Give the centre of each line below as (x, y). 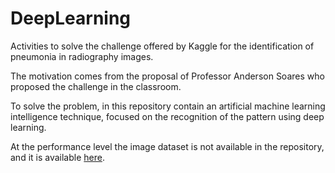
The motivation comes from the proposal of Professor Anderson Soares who (167, 76)
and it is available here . (57, 157)
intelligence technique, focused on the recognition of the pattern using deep (167, 116)
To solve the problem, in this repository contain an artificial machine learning (168, 106)
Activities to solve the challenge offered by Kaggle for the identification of (162, 46)
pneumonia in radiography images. (82, 56)
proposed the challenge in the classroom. (96, 86)
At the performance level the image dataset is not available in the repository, (167, 146)
